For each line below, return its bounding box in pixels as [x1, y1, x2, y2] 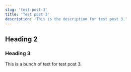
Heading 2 [5, 35, 38, 43]
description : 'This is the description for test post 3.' [5, 16, 128, 21]
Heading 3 [5, 50, 31, 57]
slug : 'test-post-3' [5, 7, 48, 12]
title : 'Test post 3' [5, 12, 50, 17]
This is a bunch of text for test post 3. [5, 61, 82, 67]
